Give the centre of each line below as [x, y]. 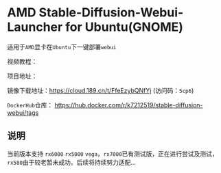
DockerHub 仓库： [30, 105]
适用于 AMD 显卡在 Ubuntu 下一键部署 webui [62, 46]
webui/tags [23, 112]
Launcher [35, 27]
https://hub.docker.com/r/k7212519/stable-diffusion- [129, 105]
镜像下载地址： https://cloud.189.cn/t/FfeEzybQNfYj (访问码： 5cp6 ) [101, 90]
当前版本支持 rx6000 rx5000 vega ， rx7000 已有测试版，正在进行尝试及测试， [113, 154]
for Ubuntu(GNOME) [124, 27]
